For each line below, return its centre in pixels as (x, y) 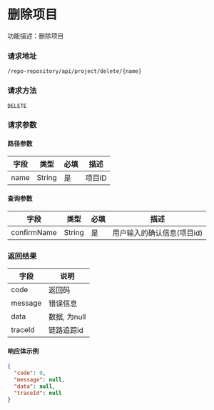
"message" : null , (40, 380)
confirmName (34, 232)
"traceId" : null (38, 393)
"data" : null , (35, 386)
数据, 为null (67, 317)
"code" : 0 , (30, 373)
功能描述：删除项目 (36, 36)
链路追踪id (66, 331)
